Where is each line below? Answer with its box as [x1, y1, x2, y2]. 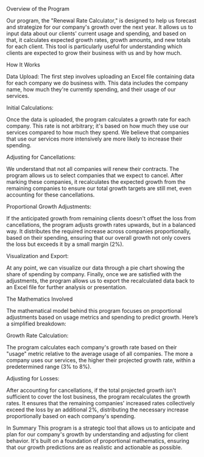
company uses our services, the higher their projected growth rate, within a [6, 357, 196, 364]
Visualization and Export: [6, 253, 69, 259]
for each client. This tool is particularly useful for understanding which [6, 43, 183, 50]
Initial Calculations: [6, 104, 54, 111]
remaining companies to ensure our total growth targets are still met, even [6, 185, 192, 192]
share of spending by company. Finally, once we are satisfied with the [6, 271, 181, 277]
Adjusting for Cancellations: [6, 153, 76, 161]
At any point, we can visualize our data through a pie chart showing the [6, 264, 185, 271]
